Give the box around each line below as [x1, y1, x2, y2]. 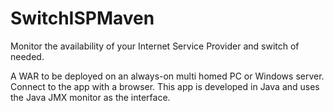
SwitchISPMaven [10, 7, 155, 30]
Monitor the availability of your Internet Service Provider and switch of [10, 40, 300, 52]
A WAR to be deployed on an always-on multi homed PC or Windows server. [10, 70, 325, 82]
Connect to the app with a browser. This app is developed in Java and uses [10, 80, 320, 92]
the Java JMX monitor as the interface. [10, 91, 171, 103]
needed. [10, 50, 45, 62]
